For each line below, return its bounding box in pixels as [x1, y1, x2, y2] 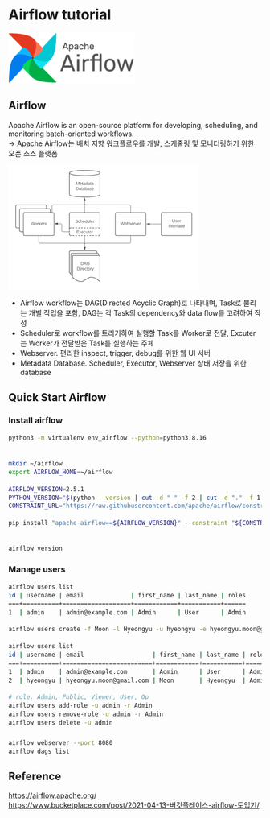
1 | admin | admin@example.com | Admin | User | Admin [8, 608, 247, 617]
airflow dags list [8, 747, 70, 755]
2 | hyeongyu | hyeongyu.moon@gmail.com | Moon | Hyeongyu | [8, 676, 247, 684]
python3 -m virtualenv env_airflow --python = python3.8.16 [8, 434, 207, 442]
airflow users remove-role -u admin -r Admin [8, 710, 163, 718]
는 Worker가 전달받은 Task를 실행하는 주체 [19, 338, 154, 348]
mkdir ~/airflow [8, 460, 63, 468]
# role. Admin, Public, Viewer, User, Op [8, 693, 149, 701]
